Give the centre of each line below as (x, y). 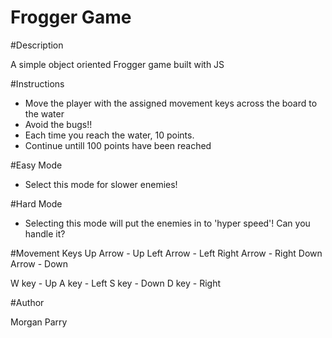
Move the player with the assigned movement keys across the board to (171, 103)
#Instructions (37, 83)
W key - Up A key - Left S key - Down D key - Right (116, 283)
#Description (37, 45)
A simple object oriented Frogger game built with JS (117, 64)
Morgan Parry (39, 322)
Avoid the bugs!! (58, 124)
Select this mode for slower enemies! (101, 184)
